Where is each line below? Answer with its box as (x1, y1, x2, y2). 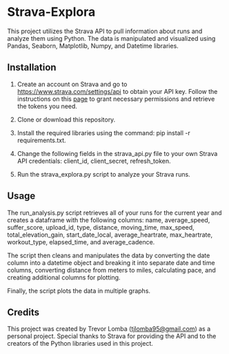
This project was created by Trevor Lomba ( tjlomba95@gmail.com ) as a (7, 325, 211, 333)
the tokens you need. (17, 101, 78, 110)
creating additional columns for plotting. (7, 273, 121, 282)
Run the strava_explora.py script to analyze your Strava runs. (17, 170, 191, 178)
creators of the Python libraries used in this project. (7, 340, 154, 348)
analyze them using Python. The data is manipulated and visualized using (7, 34, 216, 42)
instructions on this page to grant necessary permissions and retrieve (17, 95, 215, 103)
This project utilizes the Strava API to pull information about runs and (7, 27, 203, 35)
